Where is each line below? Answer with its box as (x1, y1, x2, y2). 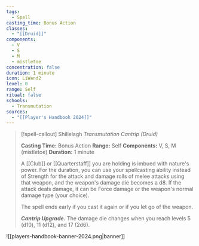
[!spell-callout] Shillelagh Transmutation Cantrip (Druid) (20, 131, 158, 138)
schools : (6, 97, 28, 103)
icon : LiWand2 (6, 75, 42, 81)
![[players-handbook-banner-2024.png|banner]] (6, 233, 125, 240)
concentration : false (6, 64, 60, 70)
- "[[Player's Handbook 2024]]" (11, 114, 93, 120)
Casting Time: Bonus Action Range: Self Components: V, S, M (20, 142, 176, 149)
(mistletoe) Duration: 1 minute (20, 149, 94, 156)
